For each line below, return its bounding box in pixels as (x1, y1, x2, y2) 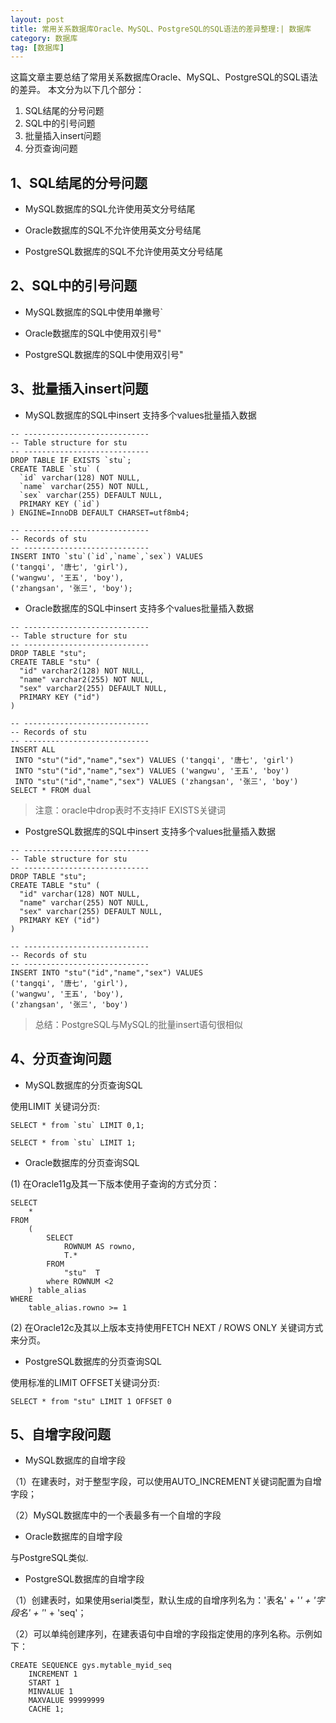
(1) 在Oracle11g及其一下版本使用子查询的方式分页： (10, 1177, 220, 1190)
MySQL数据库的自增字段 (24, 1454, 126, 1466)
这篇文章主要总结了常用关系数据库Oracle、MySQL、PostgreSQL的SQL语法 (10, 71, 318, 83)
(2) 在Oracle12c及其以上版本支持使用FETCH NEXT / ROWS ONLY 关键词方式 (10, 1321, 324, 1333)
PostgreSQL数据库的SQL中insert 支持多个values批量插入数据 (24, 825, 276, 837)
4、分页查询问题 (10, 1051, 112, 1068)
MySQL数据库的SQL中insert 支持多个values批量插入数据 (24, 409, 257, 421)
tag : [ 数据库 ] (10, 42, 65, 53)
